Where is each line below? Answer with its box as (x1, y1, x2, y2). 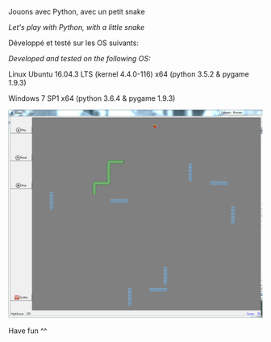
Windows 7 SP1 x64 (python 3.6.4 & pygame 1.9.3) (8, 94, 176, 103)
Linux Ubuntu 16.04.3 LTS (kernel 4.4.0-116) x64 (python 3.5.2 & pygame (8, 69, 250, 79)
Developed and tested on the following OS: (8, 54, 151, 63)
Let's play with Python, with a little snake (8, 23, 145, 31)
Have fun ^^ (8, 326, 48, 336)
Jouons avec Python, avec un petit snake (8, 7, 145, 16)
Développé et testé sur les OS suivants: (8, 38, 140, 48)
